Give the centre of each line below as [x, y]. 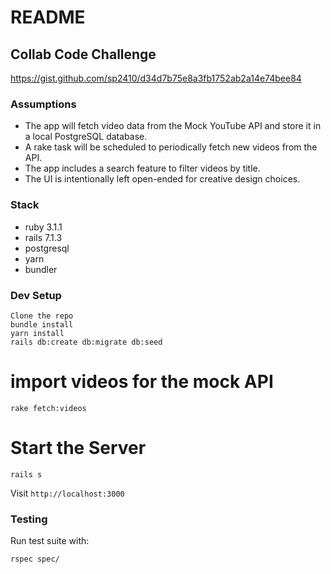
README [48, 17]
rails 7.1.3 [43, 237]
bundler [41, 269]
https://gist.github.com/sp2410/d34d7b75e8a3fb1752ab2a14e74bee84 [156, 78]
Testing [29, 519]
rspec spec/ [35, 559]
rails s [26, 474]
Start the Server [78, 448]
